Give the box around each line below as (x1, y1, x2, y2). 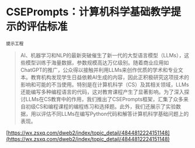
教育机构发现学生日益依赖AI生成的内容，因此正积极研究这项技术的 (30, 74, 190, 81)
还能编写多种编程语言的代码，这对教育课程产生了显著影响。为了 (20, 88, 174, 95)
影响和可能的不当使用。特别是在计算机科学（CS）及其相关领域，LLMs (20, 81, 189, 88)
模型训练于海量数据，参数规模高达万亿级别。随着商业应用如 (25, 59, 169, 66)
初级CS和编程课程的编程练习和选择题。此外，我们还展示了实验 (25, 103, 176, 110)
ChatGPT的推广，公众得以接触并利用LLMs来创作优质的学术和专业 (20, 66, 179, 73)
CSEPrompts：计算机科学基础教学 (6, 5, 171, 19)
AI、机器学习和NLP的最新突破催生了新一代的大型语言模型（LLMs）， (20, 51, 184, 58)
